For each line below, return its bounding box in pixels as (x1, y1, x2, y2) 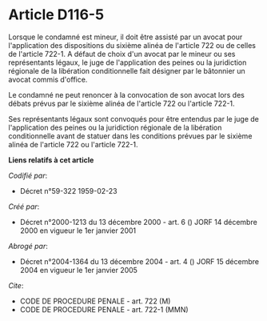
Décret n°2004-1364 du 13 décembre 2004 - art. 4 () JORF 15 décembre (19, 256, 260, 266)
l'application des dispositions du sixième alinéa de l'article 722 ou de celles (8, 40, 256, 50)
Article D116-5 (8, 6, 105, 24)
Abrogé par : (8, 241, 48, 251)
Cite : (8, 280, 24, 290)
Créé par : (8, 202, 40, 211)
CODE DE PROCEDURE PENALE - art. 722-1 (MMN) (19, 304, 189, 314)
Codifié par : (8, 171, 48, 180)
